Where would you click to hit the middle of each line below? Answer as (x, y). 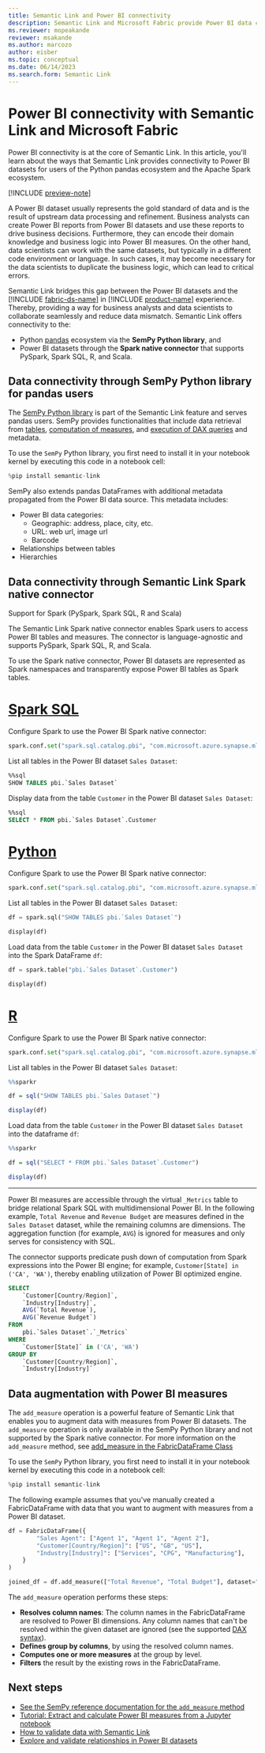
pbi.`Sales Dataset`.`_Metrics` (75, 1332)
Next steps (35, 1688)
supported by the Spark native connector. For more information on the (122, 1438)
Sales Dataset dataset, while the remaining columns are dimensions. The (127, 1225)
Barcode (45, 540)
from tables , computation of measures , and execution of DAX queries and (128, 430)
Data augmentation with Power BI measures (118, 1393)
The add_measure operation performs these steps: (88, 1597)
